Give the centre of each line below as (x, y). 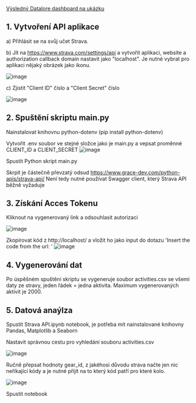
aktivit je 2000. (24, 292)
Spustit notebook (27, 394)
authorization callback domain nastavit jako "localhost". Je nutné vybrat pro (98, 59)
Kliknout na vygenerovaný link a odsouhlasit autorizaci (72, 218)
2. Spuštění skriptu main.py (58, 118)
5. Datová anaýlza (39, 310)
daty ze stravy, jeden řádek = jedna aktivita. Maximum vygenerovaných (93, 285)
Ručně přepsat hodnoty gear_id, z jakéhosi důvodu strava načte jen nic (92, 365)
